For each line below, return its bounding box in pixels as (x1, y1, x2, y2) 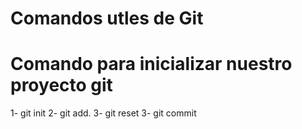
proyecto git (10, 74, 113, 97)
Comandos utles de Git (10, 7, 204, 30)
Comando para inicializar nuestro (10, 53, 293, 76)
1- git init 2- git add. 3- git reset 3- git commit (10, 107, 197, 119)
